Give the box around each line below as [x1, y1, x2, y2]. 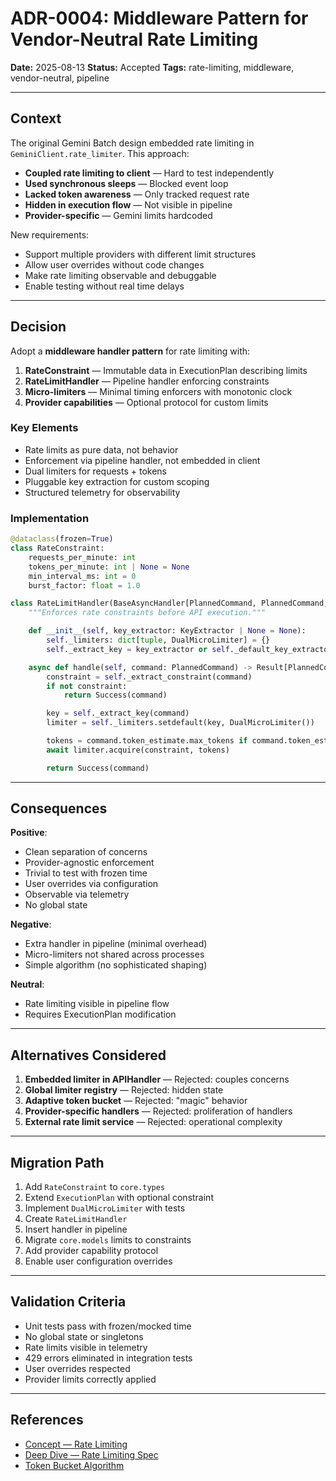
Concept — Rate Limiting [24, 1438, 128, 1450]
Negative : [10, 918, 52, 931]
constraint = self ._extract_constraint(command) [46, 672, 253, 682]
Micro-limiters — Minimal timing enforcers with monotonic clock [24, 385, 293, 397]
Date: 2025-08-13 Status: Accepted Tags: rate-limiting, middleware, [10, 61, 295, 73]
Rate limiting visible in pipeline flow [24, 998, 170, 1010]
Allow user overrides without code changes [24, 258, 205, 271]
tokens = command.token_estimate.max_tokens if [46, 736, 248, 746]
